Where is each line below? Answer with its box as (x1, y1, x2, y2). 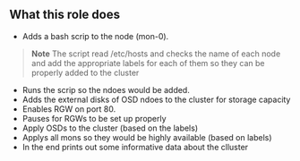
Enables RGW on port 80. (21, 103, 116, 114)
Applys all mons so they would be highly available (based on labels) (21, 131, 272, 142)
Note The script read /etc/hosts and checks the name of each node (30, 48, 281, 59)
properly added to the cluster (30, 67, 140, 78)
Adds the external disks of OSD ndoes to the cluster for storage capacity (21, 94, 291, 105)
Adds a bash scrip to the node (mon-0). (21, 30, 169, 41)
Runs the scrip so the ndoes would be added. (21, 84, 190, 95)
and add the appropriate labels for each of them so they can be (30, 57, 265, 68)
